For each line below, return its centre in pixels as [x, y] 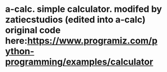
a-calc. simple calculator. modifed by [83, 9]
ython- [20, 51]
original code [33, 30]
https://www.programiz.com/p [92, 41]
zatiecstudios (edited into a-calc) [76, 20]
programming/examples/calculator [79, 62]
